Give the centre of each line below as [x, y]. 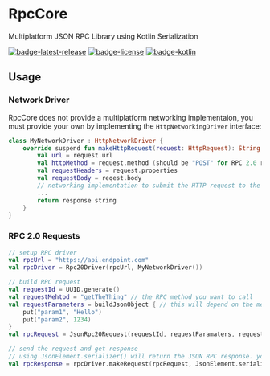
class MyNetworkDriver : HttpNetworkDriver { [86, 141]
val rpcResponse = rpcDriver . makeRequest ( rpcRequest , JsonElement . [124, 364]
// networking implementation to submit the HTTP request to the [149, 186]
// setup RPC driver [43, 253]
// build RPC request [45, 282]
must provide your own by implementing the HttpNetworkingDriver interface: [135, 126]
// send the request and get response [73, 349]
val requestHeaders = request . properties [108, 171]
